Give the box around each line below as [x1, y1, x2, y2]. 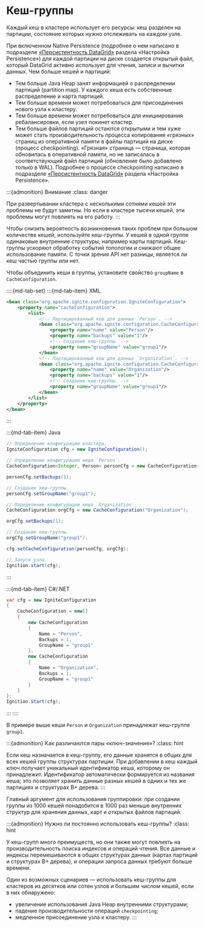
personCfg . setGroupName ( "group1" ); [6, 491, 97, 497]
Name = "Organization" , [38, 665, 99, 671]
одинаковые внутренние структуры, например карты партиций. [6, 238, 173, 245]
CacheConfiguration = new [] [17, 608, 88, 615]
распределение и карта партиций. [15, 92, 104, 100]
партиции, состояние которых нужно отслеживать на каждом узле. [6, 30, 182, 37]
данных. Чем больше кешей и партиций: [6, 67, 111, 75]
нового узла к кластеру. [15, 105, 78, 112]
